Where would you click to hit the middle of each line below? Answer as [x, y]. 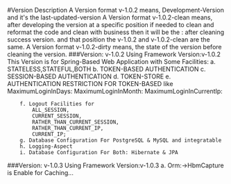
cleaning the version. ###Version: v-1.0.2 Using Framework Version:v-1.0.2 [114, 54]
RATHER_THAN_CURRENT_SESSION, [76, 122]
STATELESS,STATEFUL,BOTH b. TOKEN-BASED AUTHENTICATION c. [106, 69]
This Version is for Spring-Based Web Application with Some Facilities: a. [112, 61]
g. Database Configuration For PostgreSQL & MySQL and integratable [121, 140]
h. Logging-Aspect [46, 147]
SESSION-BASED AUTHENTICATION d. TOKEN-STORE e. [89, 76]
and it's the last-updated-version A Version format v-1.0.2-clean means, [110, 17]
